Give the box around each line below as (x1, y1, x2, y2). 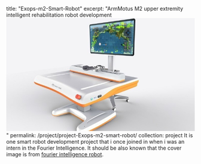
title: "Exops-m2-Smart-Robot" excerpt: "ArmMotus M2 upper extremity (6, 5, 184, 12)
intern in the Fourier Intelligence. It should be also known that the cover (6, 144, 182, 151)
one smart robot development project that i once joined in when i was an (6, 138, 185, 145)
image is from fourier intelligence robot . (6, 150, 103, 157)
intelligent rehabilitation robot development (6, 11, 112, 18)
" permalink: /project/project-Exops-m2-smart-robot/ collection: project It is (6, 131, 193, 139)
